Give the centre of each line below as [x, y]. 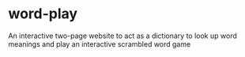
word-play [43, 14]
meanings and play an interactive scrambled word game [100, 44]
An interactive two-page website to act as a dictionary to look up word [122, 36]
